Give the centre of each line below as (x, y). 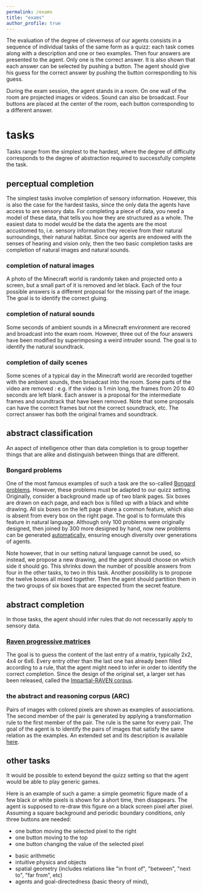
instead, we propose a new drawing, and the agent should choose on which (101, 560)
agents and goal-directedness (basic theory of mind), (82, 882)
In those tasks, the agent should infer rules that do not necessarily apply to (100, 619)
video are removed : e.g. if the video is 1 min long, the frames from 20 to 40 (101, 389)
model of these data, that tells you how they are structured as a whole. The (100, 218)
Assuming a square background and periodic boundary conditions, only (96, 813)
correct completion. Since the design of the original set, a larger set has (96, 674)
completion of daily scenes (47, 362)
